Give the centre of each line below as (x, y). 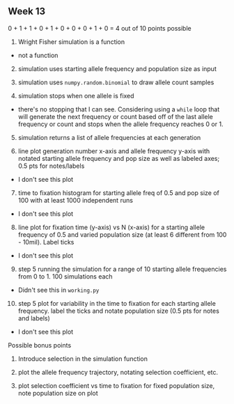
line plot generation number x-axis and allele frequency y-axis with (114, 151)
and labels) (34, 318)
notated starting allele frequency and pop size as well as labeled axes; (119, 158)
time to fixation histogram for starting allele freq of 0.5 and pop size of (119, 193)
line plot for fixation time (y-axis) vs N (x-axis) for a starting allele (111, 227)
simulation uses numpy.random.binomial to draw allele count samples (116, 82)
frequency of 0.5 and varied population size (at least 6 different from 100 (122, 234)
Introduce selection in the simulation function (83, 359)
